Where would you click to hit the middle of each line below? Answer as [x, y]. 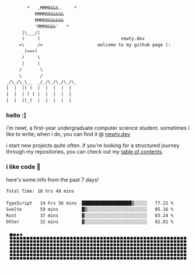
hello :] [16, 115]
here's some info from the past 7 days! [53, 179]
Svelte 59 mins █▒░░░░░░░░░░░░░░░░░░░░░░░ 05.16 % [90, 210]
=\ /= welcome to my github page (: [95, 45]
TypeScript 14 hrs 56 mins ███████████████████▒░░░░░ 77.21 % [90, 203]
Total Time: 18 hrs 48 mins [40, 191]
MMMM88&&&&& [49, 14]
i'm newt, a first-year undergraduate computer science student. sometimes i [98, 128]
